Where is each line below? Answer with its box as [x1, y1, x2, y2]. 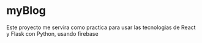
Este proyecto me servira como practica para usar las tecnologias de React [6, 24, 196, 31]
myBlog [6, 4, 46, 18]
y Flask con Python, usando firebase [6, 30, 99, 37]
